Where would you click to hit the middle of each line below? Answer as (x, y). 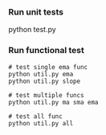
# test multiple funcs (46, 95)
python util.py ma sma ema (53, 102)
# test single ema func (48, 67)
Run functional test (46, 51)
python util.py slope (45, 81)
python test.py (32, 30)
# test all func (35, 116)
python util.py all (41, 123)
